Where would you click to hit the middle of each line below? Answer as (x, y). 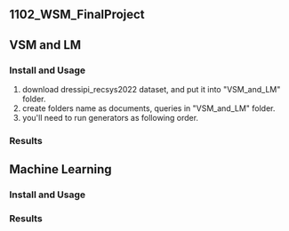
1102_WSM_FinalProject (77, 15)
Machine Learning (61, 169)
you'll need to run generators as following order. (110, 118)
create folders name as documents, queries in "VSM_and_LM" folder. (149, 108)
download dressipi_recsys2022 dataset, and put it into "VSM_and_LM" (151, 90)
